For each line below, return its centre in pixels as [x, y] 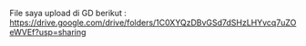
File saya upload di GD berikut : [68, 13]
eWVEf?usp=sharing [48, 32]
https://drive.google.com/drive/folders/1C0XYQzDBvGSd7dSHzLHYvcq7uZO [153, 23]
